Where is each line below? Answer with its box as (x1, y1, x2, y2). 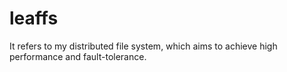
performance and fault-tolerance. (9, 50, 147, 62)
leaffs (9, 7, 59, 30)
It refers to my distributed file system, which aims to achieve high (9, 40, 278, 52)
